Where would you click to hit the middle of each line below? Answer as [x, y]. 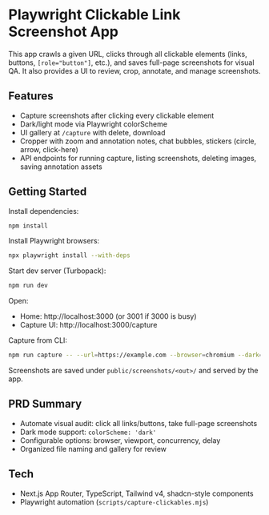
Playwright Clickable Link [94, 15]
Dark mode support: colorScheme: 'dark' [88, 432]
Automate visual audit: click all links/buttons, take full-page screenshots [139, 423]
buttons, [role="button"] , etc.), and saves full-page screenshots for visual [131, 62]
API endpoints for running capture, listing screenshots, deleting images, [138, 158]
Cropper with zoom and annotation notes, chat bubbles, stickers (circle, [138, 141]
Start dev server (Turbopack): [57, 271]
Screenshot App [63, 32]
